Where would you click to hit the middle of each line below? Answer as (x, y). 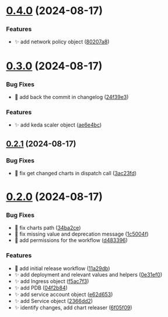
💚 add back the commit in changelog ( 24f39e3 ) (71, 97)
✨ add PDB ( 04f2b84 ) (41, 288)
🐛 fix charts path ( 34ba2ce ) (48, 228)
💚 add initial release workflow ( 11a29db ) (62, 268)
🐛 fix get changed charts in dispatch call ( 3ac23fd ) (76, 173)
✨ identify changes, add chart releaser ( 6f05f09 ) (73, 307)
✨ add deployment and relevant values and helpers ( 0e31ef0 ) (88, 274)
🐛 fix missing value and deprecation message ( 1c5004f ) (81, 234)
